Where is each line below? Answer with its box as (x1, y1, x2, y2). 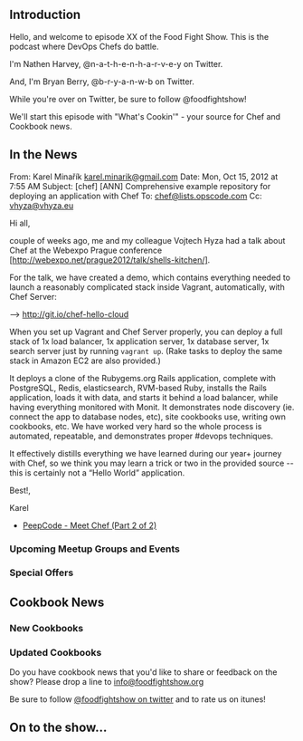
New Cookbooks (9, 621, 84, 634)
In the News (9, 147, 79, 162)
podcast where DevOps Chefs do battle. (9, 41, 160, 52)
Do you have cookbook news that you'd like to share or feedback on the (9, 667, 278, 678)
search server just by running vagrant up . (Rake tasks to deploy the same (9, 345, 283, 356)
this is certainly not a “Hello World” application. (9, 467, 185, 478)
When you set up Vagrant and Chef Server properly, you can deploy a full (9, 326, 283, 337)
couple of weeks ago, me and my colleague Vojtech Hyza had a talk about (9, 235, 286, 245)
